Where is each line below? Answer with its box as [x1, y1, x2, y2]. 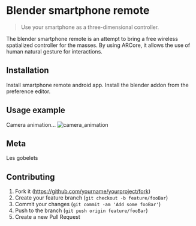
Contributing [6, 172, 55, 182]
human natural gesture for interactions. [6, 47, 103, 55]
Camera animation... [6, 121, 56, 128]
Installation [6, 66, 49, 76]
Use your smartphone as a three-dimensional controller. [20, 23, 159, 31]
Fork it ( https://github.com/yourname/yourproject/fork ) [14, 188, 151, 195]
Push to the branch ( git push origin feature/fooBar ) [14, 207, 148, 214]
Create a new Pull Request [14, 213, 81, 221]
